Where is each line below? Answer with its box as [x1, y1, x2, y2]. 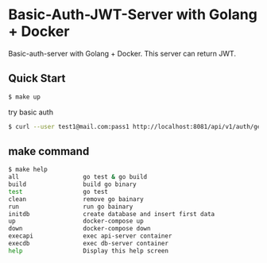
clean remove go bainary [8, 195, 145, 203]
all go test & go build [8, 173, 148, 181]
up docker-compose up [8, 217, 145, 226]
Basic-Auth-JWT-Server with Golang [8, 6, 258, 24]
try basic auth [8, 107, 54, 117]
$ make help [8, 165, 48, 174]
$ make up [8, 93, 41, 101]
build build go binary [8, 180, 137, 188]
